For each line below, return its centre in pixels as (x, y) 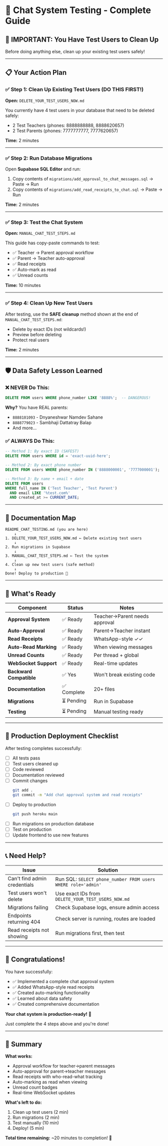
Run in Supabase (113, 702)
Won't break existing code (124, 675)
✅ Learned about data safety (42, 998)
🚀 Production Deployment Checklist (62, 736)
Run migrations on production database (53, 823)
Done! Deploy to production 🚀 (37, 574)
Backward (20, 672)
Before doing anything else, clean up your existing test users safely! (75, 52)
